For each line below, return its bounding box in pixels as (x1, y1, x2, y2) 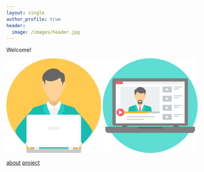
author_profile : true (6, 16, 61, 22)
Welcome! (6, 46, 32, 54)
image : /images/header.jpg (12, 29, 80, 35)
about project (6, 159, 40, 167)
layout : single (6, 10, 45, 16)
